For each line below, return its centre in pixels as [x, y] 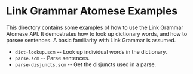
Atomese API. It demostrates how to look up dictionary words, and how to [97, 33]
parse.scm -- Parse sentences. [52, 58]
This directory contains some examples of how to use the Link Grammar [95, 27]
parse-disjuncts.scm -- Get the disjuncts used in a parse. [85, 64]
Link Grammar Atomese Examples [92, 11]
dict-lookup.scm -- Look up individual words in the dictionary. [91, 51]
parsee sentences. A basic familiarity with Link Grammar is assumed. [91, 40]
